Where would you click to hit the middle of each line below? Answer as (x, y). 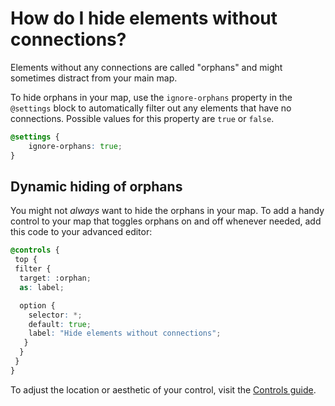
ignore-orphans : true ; (75, 146)
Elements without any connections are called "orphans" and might (146, 67)
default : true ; (60, 324)
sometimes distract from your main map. (94, 78)
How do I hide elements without (144, 18)
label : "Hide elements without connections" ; (125, 333)
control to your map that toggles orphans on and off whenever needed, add (166, 221)
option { (37, 305)
